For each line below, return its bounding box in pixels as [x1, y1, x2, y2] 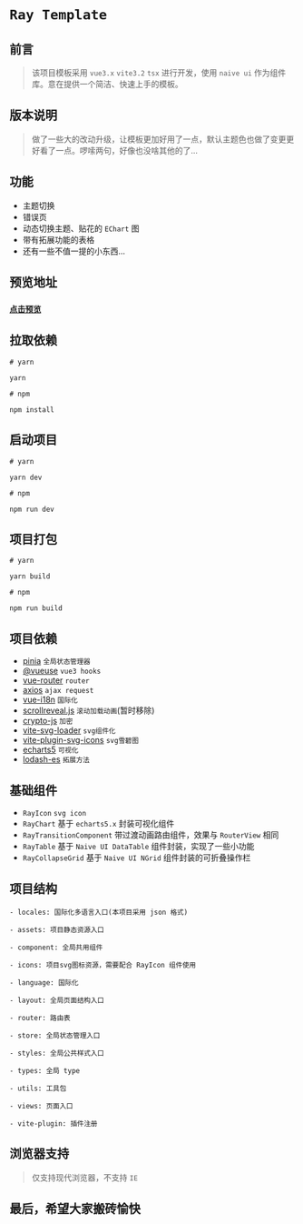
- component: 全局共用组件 [9, 943, 103, 952]
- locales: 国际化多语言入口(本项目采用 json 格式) [9, 908, 189, 917]
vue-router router [22, 675, 91, 686]
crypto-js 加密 [22, 716, 73, 727]
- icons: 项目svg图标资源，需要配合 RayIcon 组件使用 [9, 960, 197, 969]
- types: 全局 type [9, 1066, 81, 1075]
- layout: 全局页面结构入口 [9, 996, 104, 1005]
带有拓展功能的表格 [22, 234, 95, 245]
